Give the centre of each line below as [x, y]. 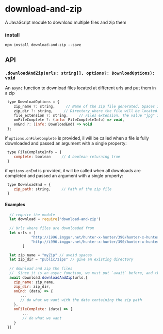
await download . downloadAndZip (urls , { [49, 277]
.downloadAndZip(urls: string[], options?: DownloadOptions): [80, 73]
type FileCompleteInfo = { [34, 152]
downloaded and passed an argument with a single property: [66, 143]
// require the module [32, 215]
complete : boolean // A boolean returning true [67, 157]
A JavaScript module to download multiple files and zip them [66, 22]
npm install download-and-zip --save [43, 45]
